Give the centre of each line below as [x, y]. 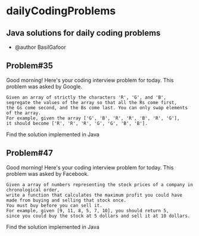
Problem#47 [30, 153]
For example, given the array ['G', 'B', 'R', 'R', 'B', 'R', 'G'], [93, 118]
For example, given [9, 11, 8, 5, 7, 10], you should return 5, [88, 210]
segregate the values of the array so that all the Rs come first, [92, 102]
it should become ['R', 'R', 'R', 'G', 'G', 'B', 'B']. [77, 123]
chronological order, [33, 190]
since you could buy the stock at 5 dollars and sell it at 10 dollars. [98, 216]
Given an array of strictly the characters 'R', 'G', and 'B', [86, 97]
